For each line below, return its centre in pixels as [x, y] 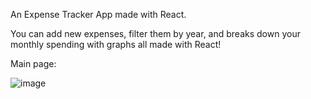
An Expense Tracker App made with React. [98, 14]
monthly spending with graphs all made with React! [116, 44]
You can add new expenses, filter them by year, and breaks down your [155, 33]
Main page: [33, 63]
